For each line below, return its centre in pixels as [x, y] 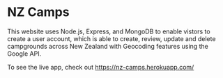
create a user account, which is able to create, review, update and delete [111, 38]
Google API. [24, 54]
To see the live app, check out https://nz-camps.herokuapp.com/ [101, 67]
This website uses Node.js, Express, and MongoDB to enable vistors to [109, 31]
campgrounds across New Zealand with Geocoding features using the [108, 46]
